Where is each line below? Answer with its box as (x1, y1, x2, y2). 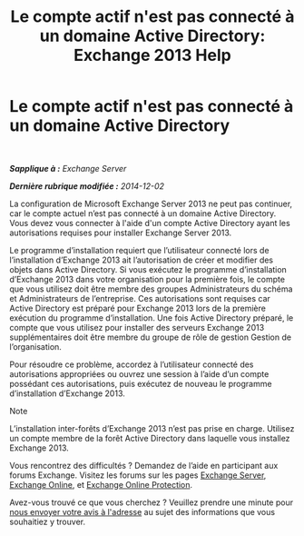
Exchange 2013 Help (74, 45, 231, 65)
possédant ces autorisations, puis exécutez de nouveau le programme (9, 378, 272, 389)
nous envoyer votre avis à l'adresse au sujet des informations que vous (9, 506, 275, 517)
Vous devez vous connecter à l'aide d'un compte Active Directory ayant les (9, 217, 290, 228)
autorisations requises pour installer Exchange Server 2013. (9, 227, 232, 238)
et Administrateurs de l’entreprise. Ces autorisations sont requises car (9, 293, 270, 303)
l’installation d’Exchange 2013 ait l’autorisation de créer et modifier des (9, 254, 274, 265)
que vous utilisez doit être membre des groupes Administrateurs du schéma (9, 283, 293, 294)
